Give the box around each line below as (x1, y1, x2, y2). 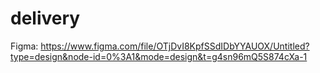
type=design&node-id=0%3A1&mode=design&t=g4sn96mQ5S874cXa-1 (10, 50, 308, 62)
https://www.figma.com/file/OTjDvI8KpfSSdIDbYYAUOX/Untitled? (40, 40, 310, 52)
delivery (10, 7, 81, 30)
